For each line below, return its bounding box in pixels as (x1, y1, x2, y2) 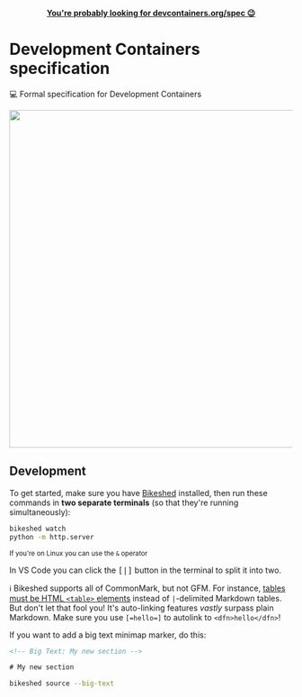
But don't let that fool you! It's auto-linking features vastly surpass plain (9, 602, 274, 613)
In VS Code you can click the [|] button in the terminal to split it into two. (9, 565, 281, 575)
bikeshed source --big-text (9, 679, 115, 688)
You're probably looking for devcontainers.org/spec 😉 (46, 8, 256, 18)
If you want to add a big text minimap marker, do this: (9, 629, 207, 640)
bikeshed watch (9, 524, 67, 533)
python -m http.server (9, 532, 94, 541)
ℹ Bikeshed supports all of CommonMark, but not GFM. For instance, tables (9, 583, 286, 593)
